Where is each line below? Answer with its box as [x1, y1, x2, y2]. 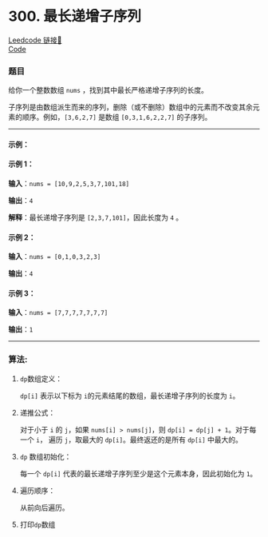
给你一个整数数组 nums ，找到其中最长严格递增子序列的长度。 [8, 86, 209, 95]
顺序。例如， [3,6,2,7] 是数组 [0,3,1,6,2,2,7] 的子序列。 [22, 113, 212, 122]
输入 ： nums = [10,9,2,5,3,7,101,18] [8, 179, 130, 189]
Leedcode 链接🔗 [8, 35, 62, 45]
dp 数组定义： [19, 373, 63, 384]
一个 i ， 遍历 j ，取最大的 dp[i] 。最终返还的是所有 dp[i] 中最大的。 [19, 435, 243, 444]
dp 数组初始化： [19, 451, 72, 461]
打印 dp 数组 [19, 519, 56, 529]
